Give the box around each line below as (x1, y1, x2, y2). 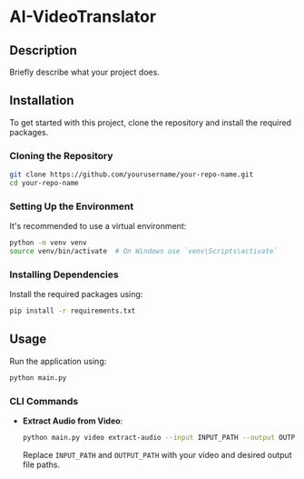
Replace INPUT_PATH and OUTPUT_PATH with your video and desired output (22, 449, 292, 460)
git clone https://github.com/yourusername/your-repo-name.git (9, 170, 254, 179)
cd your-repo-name (9, 178, 79, 187)
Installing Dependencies (9, 268, 120, 281)
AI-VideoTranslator (9, 6, 157, 27)
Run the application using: (9, 355, 107, 366)
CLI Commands (9, 394, 79, 407)
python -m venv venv (9, 238, 88, 247)
